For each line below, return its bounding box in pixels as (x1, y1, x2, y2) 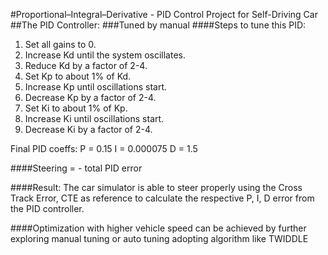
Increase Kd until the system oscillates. (24, 49, 186, 61)
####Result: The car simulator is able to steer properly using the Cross (10, 182, 303, 193)
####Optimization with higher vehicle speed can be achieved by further (10, 222, 307, 234)
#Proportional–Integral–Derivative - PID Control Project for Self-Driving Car (10, 9, 318, 20)
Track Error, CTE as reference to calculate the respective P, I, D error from (10, 192, 315, 204)
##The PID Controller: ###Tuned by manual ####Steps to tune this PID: (10, 19, 307, 31)
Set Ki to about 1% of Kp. (24, 102, 128, 114)
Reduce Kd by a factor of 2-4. (24, 60, 148, 71)
